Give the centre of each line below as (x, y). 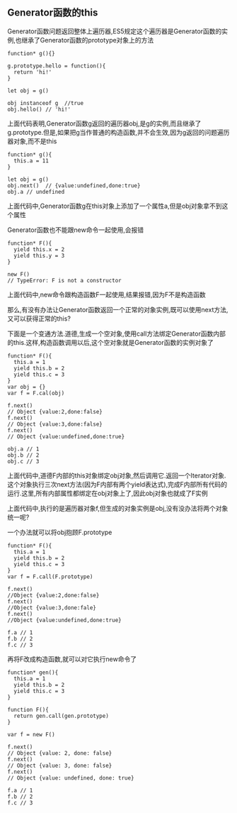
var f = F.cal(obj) (36, 393)
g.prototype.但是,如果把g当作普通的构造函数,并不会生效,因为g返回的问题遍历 (118, 132)
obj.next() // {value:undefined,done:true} (74, 186)
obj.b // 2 (23, 455)
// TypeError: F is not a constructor (64, 280)
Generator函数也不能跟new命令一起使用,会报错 (75, 230)
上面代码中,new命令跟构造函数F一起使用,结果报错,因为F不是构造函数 (107, 294)
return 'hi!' (33, 72)
